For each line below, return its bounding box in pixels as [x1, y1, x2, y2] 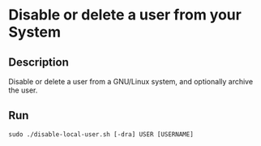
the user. [8, 85, 38, 95]
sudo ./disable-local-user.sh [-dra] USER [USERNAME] [8, 130, 195, 139]
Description [8, 55, 69, 69]
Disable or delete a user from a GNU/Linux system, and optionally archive [8, 77, 254, 86]
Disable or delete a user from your [8, 6, 242, 24]
